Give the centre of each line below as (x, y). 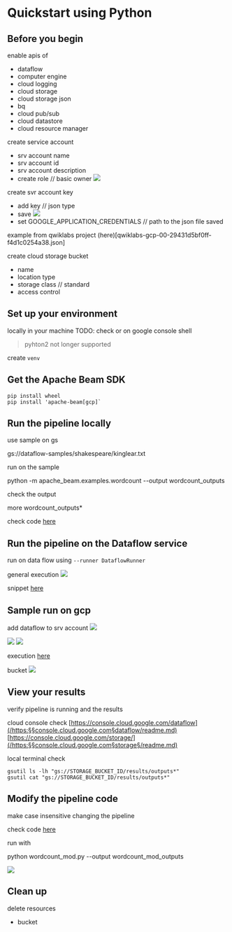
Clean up (27, 892)
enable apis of (28, 55)
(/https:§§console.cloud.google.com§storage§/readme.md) (93, 745)
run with (19, 843)
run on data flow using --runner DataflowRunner (76, 560)
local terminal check (36, 758)
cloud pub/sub (38, 114)
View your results (46, 693)
